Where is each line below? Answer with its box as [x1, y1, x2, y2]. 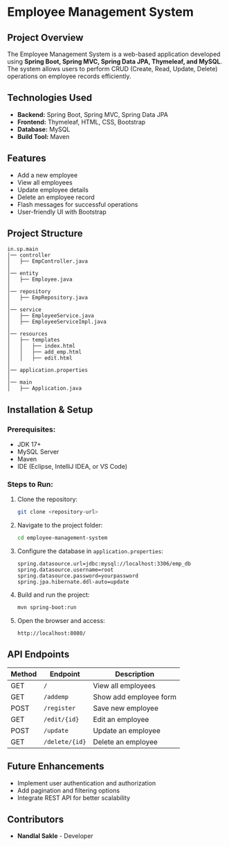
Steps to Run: [7, 480, 53, 490]
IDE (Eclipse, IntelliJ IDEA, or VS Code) [17, 463, 128, 471]
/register [44, 704, 76, 712]
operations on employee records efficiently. [7, 72, 131, 80]
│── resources [7, 331, 48, 337]
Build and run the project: [17, 590, 90, 599]
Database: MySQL [17, 125, 71, 133]
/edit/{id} [44, 715, 80, 723]
